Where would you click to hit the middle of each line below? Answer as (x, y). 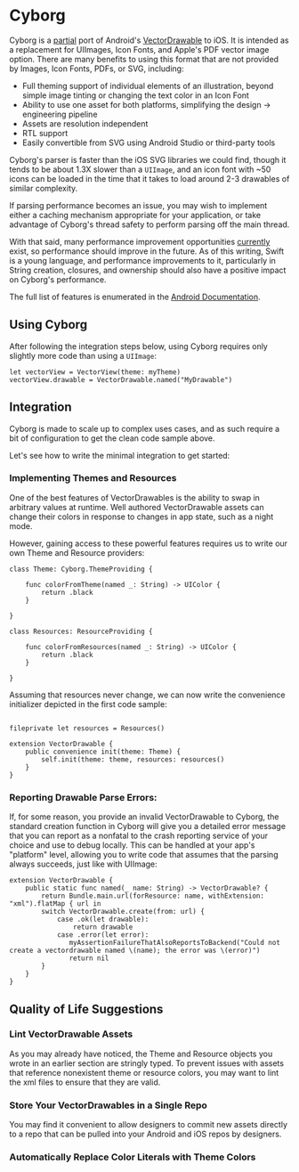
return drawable (103, 927)
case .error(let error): (103, 935)
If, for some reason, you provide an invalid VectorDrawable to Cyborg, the (144, 817)
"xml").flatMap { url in (55, 904)
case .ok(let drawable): (103, 920)
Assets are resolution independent (85, 123)
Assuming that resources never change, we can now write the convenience (147, 695)
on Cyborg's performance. (58, 279)
